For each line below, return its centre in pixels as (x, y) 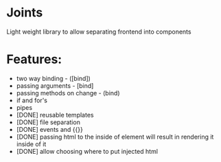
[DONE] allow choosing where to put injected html (87, 151)
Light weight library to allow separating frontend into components (99, 32)
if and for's (32, 100)
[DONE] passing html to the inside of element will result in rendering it (115, 137)
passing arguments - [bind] (55, 85)
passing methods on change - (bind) (68, 93)
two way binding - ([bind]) (53, 78)
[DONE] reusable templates (55, 115)
